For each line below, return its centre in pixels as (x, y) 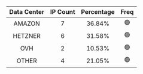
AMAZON (27, 23)
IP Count (63, 12)
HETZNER (27, 35)
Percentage (98, 12)
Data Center (27, 12)
